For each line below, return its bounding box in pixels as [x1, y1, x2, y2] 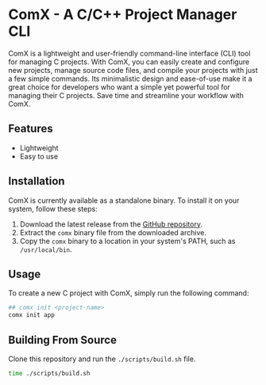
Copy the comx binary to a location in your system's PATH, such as [19, 236, 236, 246]
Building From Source [8, 333, 118, 346]
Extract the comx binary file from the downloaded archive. [19, 227, 206, 237]
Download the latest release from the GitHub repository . [19, 219, 202, 229]
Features [8, 122, 53, 135]
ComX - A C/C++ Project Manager [8, 6, 237, 24]
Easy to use [19, 151, 58, 161]
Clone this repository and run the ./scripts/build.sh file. [8, 354, 196, 364]
